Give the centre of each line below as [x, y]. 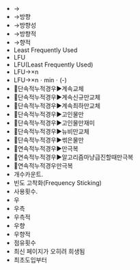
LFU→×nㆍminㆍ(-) [40, 80]
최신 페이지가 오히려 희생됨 [49, 251]
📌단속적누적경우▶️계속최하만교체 [57, 106]
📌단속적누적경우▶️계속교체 [48, 88]
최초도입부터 [30, 260]
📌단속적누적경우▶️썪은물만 [48, 140]
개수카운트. [28, 174]
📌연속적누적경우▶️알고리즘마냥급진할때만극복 [73, 157]
